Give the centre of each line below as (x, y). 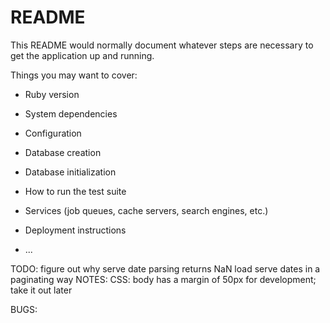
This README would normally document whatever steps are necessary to (162, 45)
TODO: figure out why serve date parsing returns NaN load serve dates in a (165, 268)
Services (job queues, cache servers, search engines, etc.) (146, 210)
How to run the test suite (75, 191)
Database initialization (70, 172)
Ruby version (52, 94)
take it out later (41, 290)
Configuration (53, 133)
